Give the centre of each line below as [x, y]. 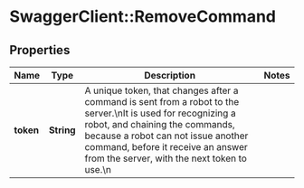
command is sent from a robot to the [162, 102]
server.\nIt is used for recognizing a [161, 113]
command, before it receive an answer [166, 147]
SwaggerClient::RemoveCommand [142, 17]
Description [170, 75]
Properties [40, 50]
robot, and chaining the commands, [160, 124]
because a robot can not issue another [166, 136]
